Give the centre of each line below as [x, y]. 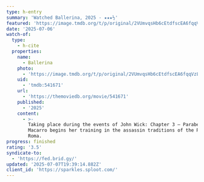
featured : [19, 23]
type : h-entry [24, 12]
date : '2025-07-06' [31, 29]
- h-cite [28, 46]
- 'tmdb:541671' [43, 86]
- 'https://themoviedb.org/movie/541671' [76, 96]
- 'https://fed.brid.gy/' [45, 158]
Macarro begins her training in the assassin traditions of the [111, 130]
